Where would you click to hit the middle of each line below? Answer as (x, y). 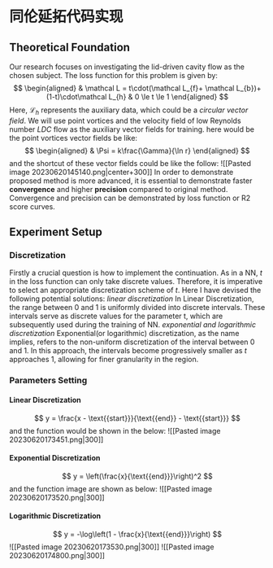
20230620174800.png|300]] (57, 556)
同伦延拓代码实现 (67, 17)
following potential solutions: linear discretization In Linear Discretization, (132, 299)
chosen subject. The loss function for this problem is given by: (114, 75)
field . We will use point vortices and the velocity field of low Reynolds (126, 120)
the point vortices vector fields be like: (73, 138)
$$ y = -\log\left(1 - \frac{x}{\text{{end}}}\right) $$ (137, 535)
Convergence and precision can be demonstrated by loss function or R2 (130, 198)
